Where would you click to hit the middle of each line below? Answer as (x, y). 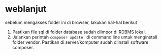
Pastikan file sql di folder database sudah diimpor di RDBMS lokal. (79, 32)
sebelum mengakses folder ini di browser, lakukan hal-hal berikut (71, 22)
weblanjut (26, 9)
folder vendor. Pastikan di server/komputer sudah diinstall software (80, 42)
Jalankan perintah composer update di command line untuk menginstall (85, 37)
